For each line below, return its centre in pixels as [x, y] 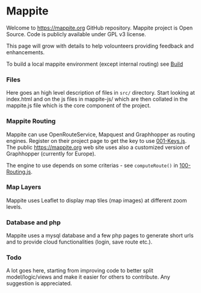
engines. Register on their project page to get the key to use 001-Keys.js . [97, 140]
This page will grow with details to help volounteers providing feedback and [100, 46]
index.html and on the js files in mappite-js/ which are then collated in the [97, 99]
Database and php [34, 222]
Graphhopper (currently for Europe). [51, 153]
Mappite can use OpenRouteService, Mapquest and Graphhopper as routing [101, 134]
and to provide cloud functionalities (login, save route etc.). [79, 242]
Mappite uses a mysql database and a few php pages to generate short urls [100, 236]
